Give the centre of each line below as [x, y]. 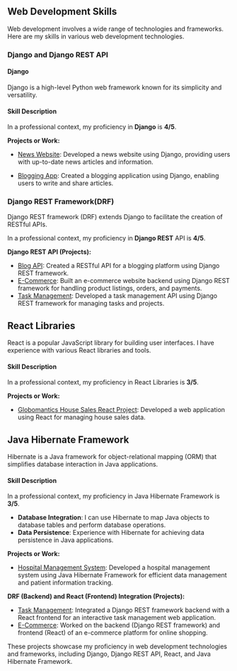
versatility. [22, 94]
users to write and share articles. [65, 183]
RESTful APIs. [27, 224]
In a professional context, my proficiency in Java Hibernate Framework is [114, 497]
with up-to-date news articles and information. [85, 162]
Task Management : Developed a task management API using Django [117, 296]
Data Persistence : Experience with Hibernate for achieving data [111, 533]
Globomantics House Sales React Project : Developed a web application [121, 410]
